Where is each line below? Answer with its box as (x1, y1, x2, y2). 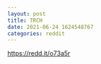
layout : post (7, 10, 46, 18)
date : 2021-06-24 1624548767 (7, 23, 94, 30)
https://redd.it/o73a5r (7, 49, 71, 58)
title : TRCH (7, 17, 43, 24)
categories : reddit (7, 30, 65, 37)
